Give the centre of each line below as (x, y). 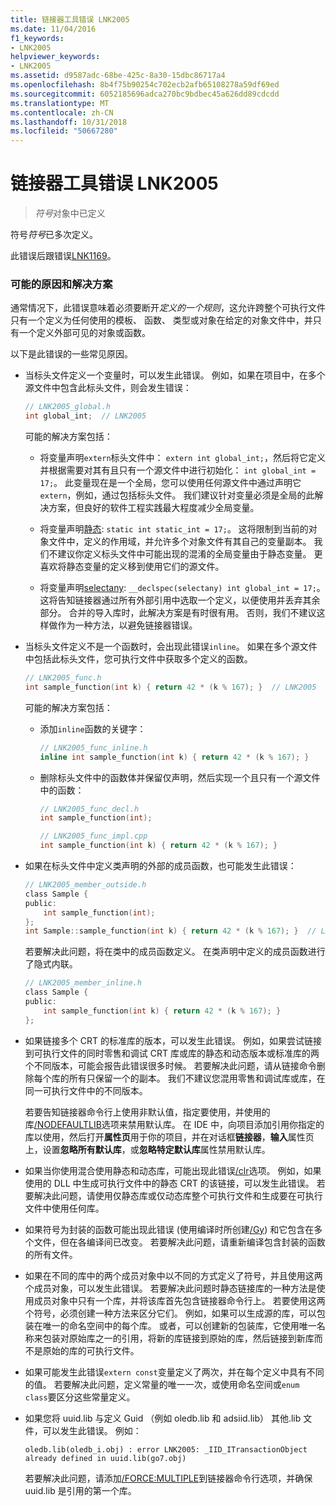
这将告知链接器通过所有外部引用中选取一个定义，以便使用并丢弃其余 (180, 600)
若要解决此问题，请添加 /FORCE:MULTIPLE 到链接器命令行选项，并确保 (168, 1478)
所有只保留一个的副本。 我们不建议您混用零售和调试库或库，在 (197, 1078)
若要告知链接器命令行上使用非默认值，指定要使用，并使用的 (147, 1112)
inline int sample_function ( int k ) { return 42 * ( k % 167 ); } (174, 757)
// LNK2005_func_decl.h (89, 809)
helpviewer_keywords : (55, 57)
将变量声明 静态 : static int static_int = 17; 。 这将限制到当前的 (174, 529)
